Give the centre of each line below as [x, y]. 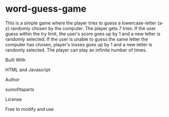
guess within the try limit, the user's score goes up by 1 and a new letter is [83, 34]
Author [12, 79]
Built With [15, 60]
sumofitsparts [20, 89]
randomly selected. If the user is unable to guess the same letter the [77, 39]
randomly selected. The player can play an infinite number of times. [76, 50]
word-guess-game [46, 9]
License [13, 99]
